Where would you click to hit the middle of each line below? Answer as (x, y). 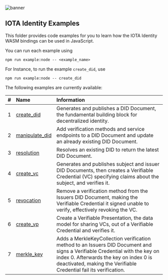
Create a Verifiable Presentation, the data (105, 218)
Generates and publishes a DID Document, (106, 108)
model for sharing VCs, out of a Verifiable (105, 224)
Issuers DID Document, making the (97, 197)
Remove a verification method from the (102, 191)
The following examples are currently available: (54, 87)
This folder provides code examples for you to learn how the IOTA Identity (81, 36)
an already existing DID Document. (97, 141)
